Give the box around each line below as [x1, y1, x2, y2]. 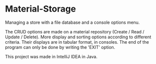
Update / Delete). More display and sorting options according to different [5, 34, 152, 40]
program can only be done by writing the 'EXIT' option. [5, 44, 116, 50]
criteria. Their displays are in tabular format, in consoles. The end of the [5, 39, 149, 45]
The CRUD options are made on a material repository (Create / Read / [5, 29, 145, 34]
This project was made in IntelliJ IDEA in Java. [5, 53, 97, 59]
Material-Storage [5, 3, 77, 15]
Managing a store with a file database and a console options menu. [5, 19, 140, 25]
